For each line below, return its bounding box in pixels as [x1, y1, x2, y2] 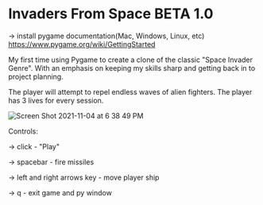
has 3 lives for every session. [8, 95, 104, 105]
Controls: [8, 126, 38, 136]
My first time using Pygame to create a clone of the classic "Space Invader [8, 55, 253, 64]
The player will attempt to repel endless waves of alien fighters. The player [8, 87, 253, 96]
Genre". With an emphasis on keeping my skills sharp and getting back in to [8, 63, 256, 72]
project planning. [8, 72, 64, 81]
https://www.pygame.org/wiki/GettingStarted [8, 39, 156, 48]
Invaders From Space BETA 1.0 [8, 5, 214, 23]
